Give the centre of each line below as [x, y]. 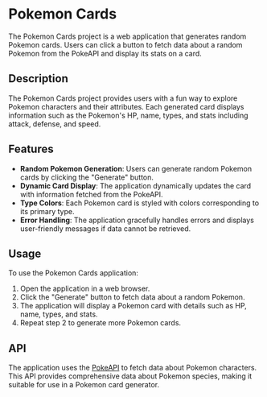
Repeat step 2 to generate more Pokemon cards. [101, 323]
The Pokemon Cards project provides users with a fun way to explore [123, 98]
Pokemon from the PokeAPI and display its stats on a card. [105, 53]
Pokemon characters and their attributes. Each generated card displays [126, 106]
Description [38, 79]
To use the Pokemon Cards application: [74, 273]
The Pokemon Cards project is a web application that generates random [127, 36]
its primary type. [47, 211]
